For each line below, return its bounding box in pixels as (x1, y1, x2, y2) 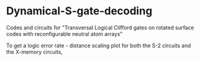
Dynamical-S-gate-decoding (6, 4, 153, 18)
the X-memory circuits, (6, 48, 63, 55)
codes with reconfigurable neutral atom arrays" (6, 30, 123, 37)
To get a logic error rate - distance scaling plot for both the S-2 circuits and (6, 42, 191, 49)
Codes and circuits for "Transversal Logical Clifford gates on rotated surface (6, 24, 194, 31)
